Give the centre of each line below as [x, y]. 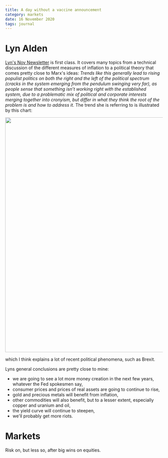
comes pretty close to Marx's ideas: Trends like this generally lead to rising [82, 73]
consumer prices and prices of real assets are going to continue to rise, [86, 389]
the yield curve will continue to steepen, [53, 411]
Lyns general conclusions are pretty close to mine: [57, 369]
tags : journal [20, 24]
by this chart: [19, 110]
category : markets [24, 15]
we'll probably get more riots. [43, 416]
